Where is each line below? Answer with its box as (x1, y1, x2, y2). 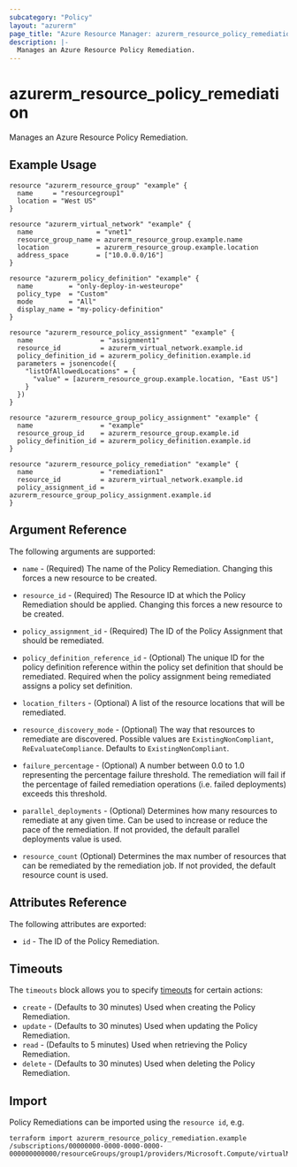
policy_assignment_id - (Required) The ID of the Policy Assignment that (21, 626, 283, 636)
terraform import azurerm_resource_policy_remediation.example (9, 1134, 247, 1143)
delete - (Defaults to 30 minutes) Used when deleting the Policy (21, 1058, 255, 1069)
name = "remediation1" (17, 467, 164, 476)
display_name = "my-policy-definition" (17, 304, 164, 314)
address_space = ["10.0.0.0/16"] (17, 250, 164, 259)
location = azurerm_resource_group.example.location (17, 242, 259, 252)
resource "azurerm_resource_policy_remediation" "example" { (9, 459, 240, 469)
